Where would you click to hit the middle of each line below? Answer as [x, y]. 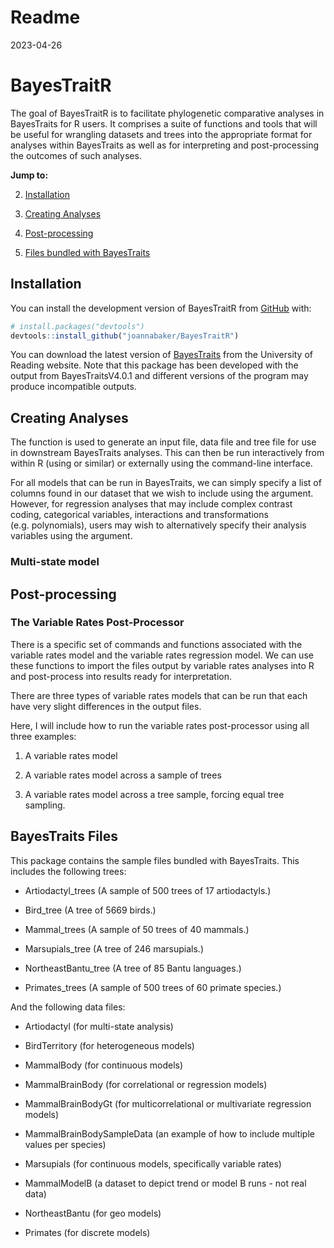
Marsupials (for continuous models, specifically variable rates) [153, 1163]
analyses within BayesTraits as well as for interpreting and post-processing [165, 145]
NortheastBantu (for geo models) [93, 1213]
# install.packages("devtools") [77, 326]
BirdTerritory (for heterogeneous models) [109, 1045]
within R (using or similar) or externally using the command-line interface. [161, 463]
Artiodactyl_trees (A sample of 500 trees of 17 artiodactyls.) [148, 890]
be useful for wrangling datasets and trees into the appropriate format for [161, 134]
